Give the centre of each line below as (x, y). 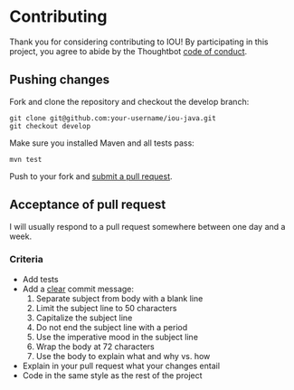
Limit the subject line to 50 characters (106, 308)
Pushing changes (60, 80)
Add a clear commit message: (78, 289)
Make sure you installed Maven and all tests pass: (102, 143)
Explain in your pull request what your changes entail (121, 366)
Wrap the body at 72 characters (95, 347)
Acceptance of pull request (88, 205)
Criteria (26, 260)
